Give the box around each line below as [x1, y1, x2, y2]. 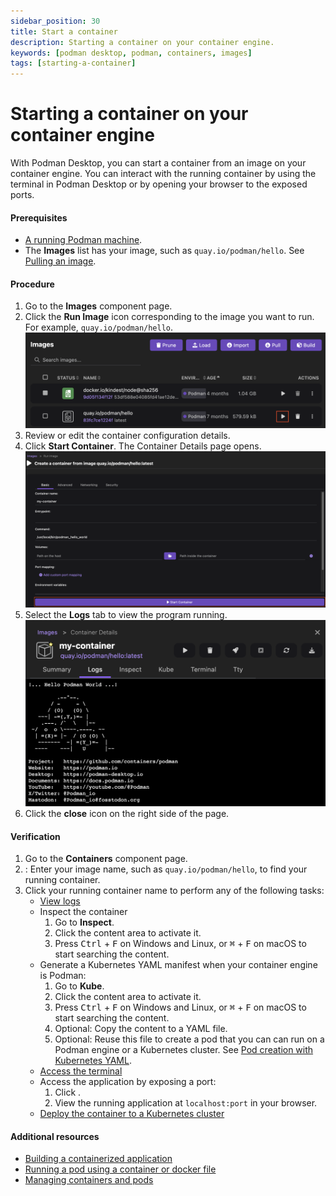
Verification [10, 830, 61, 842]
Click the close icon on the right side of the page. [24, 808, 230, 820]
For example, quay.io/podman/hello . [24, 321, 174, 334]
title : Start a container [10, 26, 118, 37]
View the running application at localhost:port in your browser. [54, 1097, 318, 1109]
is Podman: [39, 970, 87, 982]
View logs [39, 895, 81, 907]
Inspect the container [39, 906, 128, 918]
